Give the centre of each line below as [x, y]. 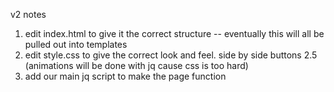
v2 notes [28, 14]
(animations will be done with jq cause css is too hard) [136, 65]
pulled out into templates [76, 44]
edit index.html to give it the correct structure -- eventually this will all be [174, 33]
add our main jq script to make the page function [125, 76]
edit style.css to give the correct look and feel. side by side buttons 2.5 [171, 55]
